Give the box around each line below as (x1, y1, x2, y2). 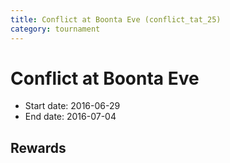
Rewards (10, 139, 67, 156)
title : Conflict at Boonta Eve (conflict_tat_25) (10, 14, 222, 25)
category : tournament (10, 24, 101, 34)
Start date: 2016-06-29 (24, 100, 121, 112)
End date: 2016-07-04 (24, 111, 117, 123)
